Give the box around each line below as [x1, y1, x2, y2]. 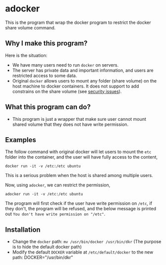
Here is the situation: [5, 52, 48, 58]
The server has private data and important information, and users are [12, 67, 154, 73]
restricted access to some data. [12, 73, 77, 79]
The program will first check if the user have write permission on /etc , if [5, 200, 153, 206]
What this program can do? [5, 103, 91, 111]
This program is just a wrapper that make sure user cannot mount [12, 116, 146, 122]
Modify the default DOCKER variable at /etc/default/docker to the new [12, 249, 154, 255]
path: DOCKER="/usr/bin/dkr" [12, 255, 73, 261]
